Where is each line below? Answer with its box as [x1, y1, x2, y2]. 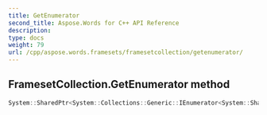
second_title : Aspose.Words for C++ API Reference [8, 19, 180, 27]
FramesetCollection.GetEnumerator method [8, 78, 230, 91]
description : [8, 26, 52, 34]
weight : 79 [8, 41, 44, 49]
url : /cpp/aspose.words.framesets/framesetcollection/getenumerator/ [8, 48, 244, 56]
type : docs [8, 33, 44, 42]
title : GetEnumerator [8, 11, 80, 20]
